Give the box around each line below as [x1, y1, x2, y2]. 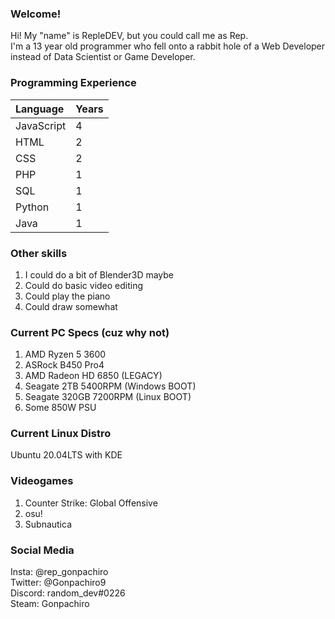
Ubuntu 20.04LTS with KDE [10, 449, 123, 461]
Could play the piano [24, 290, 111, 302]
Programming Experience [10, 76, 137, 90]
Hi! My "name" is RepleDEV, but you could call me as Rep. [10, 30, 249, 42]
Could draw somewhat [24, 300, 118, 312]
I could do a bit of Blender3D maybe [24, 268, 175, 281]
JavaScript [15, 118, 67, 132]
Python [15, 200, 50, 214]
